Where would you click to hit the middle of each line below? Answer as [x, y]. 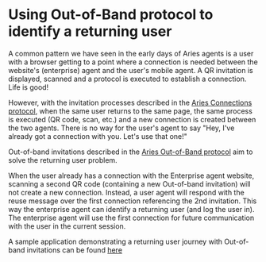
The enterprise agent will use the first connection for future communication [131, 218]
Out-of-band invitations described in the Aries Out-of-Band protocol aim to [131, 152]
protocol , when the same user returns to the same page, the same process [130, 111]
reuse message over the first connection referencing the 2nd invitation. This [133, 201]
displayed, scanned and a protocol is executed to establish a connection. [127, 79]
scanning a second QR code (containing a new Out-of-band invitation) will [129, 183]
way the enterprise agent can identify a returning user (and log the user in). [131, 209]
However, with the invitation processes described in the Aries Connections [130, 102]
